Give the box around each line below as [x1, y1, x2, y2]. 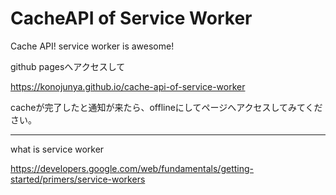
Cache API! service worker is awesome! [10, 40, 175, 52]
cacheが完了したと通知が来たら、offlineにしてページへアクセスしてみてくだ [10, 101, 323, 113]
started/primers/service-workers [10, 173, 146, 185]
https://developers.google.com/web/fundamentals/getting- [10, 162, 254, 174]
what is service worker [10, 143, 105, 155]
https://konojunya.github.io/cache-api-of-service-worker [10, 80, 246, 92]
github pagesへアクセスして [10, 60, 126, 72]
